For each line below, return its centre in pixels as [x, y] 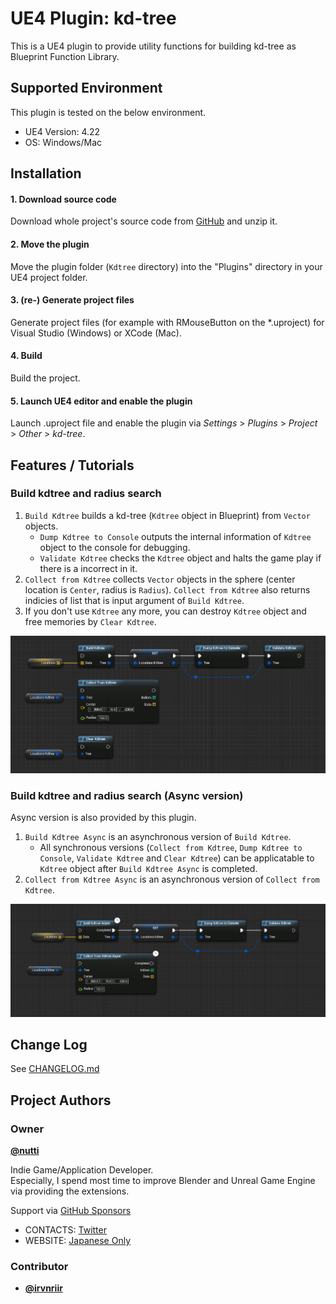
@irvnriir [43, 1288]
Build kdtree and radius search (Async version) [127, 795]
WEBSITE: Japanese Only [77, 1240]
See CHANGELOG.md [55, 1069]
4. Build [26, 356]
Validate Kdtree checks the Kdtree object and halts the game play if [180, 558]
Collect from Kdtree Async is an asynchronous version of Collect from [172, 879]
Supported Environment [86, 88]
